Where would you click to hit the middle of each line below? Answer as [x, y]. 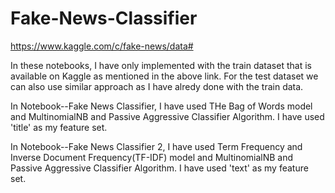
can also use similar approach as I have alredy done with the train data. [157, 86]
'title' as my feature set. [59, 127]
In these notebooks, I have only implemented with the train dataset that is [161, 65]
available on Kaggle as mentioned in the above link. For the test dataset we [164, 76]
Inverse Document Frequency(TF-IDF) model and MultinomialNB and [152, 157]
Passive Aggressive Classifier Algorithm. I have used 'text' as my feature [159, 168]
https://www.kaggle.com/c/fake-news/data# [102, 46]
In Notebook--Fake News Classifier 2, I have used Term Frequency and [156, 146]
